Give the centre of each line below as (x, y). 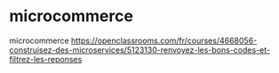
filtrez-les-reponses (46, 59)
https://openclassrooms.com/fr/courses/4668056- (164, 40)
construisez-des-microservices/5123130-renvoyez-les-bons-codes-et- (140, 49)
